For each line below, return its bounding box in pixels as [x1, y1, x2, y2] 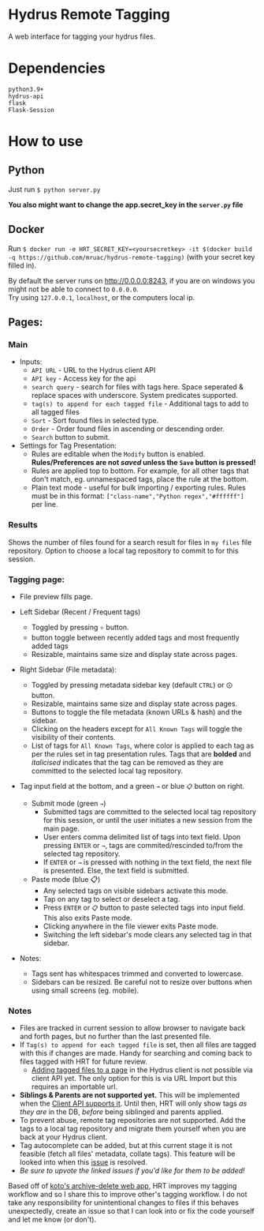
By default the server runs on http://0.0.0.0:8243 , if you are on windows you [8, 276, 255, 285]
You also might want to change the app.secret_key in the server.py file [8, 200, 244, 209]
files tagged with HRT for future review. [19, 1056, 148, 1067]
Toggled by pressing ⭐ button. [31, 622, 129, 632]
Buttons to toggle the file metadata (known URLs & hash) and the [31, 707, 243, 716]
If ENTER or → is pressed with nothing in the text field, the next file [43, 857, 252, 866]
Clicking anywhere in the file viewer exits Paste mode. [43, 921, 219, 931]
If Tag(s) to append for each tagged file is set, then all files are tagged [19, 1040, 256, 1049]
